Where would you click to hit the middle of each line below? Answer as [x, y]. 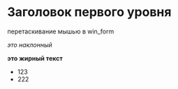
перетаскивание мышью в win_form [61, 31]
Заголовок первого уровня [89, 12]
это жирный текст [35, 58]
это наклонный [30, 44]
